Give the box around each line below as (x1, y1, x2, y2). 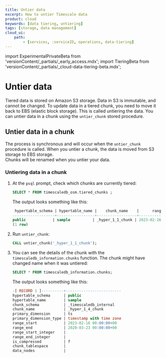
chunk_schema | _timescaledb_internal (12, 302, 115, 307)
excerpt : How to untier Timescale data (5, 12, 88, 17)
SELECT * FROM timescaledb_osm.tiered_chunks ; (12, 189, 112, 195)
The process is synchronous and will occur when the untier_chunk (5, 141, 141, 147)
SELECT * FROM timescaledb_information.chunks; (12, 270, 112, 275)
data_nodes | (12, 348, 66, 354)
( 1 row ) (12, 222, 28, 227)
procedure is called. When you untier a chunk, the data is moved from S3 (5, 146, 155, 152)
